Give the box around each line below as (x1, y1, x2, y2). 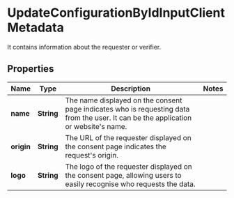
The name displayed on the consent (65, 96, 182, 105)
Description (111, 84, 151, 93)
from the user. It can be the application (65, 113, 192, 123)
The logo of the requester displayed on (65, 162, 193, 172)
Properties (7, 63, 54, 75)
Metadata (7, 20, 64, 36)
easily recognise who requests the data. (65, 179, 196, 189)
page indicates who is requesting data (65, 104, 190, 114)
